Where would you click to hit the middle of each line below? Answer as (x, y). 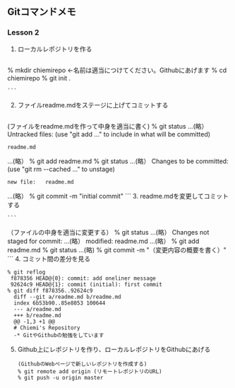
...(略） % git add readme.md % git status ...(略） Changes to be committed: (118, 161)
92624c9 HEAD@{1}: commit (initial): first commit (86, 284)
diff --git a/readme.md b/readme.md (67, 297)
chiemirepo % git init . (39, 78)
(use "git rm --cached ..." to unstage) (61, 169)
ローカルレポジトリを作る (55, 49)
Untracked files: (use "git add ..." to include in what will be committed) (109, 134)
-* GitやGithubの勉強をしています (59, 335)
